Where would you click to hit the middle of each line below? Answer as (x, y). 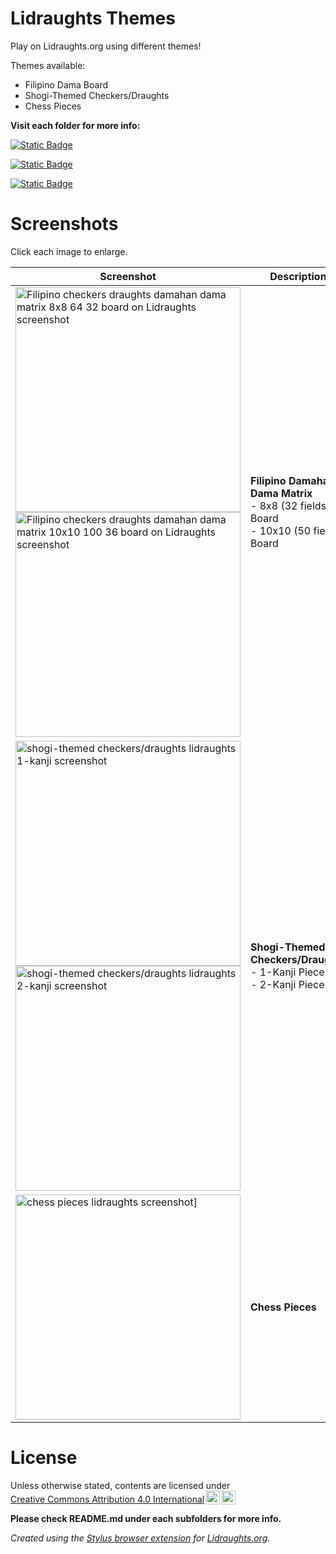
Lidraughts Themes (93, 18)
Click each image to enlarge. (69, 251)
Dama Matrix (281, 493)
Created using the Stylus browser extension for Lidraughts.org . (140, 1538)
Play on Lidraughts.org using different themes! (106, 46)
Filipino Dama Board (66, 84)
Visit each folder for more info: (75, 125)
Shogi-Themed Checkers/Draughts (97, 95)
